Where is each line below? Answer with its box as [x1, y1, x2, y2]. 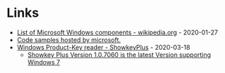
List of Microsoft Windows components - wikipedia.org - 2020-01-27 [16, 28, 219, 36]
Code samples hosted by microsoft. [16, 35, 121, 44]
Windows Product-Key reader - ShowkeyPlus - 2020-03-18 [16, 43, 190, 51]
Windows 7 [27, 58, 61, 66]
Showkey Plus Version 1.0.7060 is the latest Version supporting [27, 51, 212, 59]
